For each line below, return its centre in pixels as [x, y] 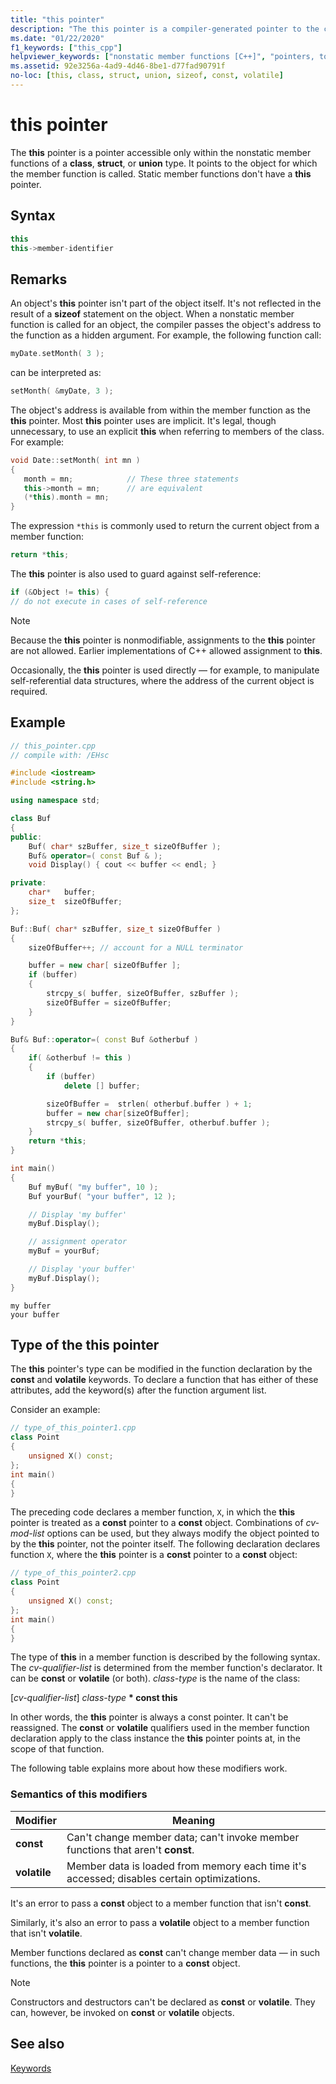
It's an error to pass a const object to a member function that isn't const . [161, 1903]
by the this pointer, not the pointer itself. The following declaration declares [165, 1544]
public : [26, 837]
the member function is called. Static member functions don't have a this [161, 173]
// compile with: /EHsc [60, 755]
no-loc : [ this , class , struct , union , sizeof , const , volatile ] [147, 76]
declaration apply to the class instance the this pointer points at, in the [155, 1738]
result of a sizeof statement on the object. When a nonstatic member [152, 314]
